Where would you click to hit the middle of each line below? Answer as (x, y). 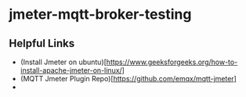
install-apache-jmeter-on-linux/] (72, 70)
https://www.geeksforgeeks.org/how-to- (172, 62)
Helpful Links (42, 43)
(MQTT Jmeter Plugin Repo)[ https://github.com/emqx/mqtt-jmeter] (128, 79)
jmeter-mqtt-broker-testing (100, 14)
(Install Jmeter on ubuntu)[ (63, 62)
